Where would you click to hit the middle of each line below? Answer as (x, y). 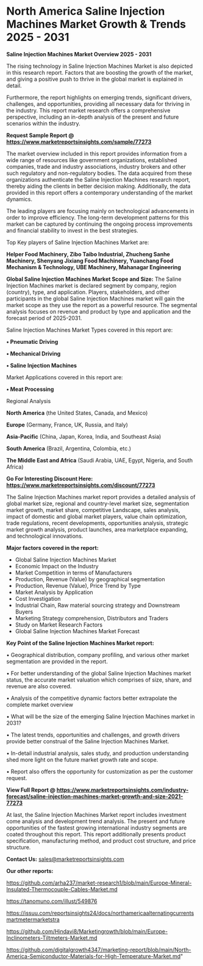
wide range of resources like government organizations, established (92, 160)
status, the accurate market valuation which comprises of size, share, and (99, 680)
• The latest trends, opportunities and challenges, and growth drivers (93, 735)
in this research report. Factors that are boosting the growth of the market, (100, 72)
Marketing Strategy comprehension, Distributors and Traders (92, 618)
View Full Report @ (31, 790)
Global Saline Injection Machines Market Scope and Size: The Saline (94, 279)
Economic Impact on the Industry (57, 566)
